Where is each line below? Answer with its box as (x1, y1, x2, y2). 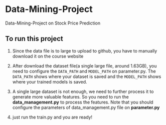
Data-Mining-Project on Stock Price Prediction (5, 20, 101, 26)
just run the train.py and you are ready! (12, 114, 93, 120)
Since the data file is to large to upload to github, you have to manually (12, 47, 158, 53)
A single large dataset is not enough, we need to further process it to (12, 88, 154, 94)
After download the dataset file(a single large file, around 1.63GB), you (12, 62, 157, 68)
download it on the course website (12, 53, 84, 59)
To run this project (5, 34, 63, 43)
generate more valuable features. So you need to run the (12, 93, 129, 99)
